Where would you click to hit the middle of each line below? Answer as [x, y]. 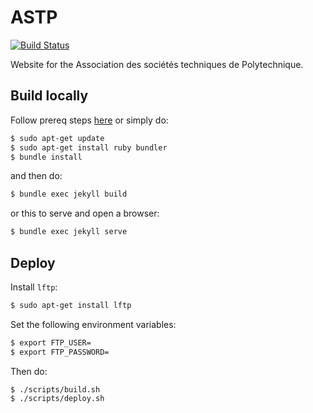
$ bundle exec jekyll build [69, 194]
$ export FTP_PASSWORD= [60, 352]
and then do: [36, 176]
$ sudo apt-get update [57, 138]
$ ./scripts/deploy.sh [57, 399]
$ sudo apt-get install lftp [71, 305]
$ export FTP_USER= [51, 342]
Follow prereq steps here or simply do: [89, 120]
